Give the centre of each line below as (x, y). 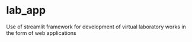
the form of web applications (41, 33)
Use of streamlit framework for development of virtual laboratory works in (96, 27)
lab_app (26, 10)
